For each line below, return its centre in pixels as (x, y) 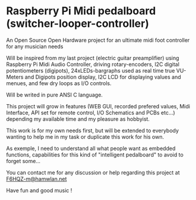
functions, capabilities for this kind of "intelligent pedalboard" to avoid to (95, 154)
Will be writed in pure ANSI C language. (54, 95)
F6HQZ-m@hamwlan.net (37, 179)
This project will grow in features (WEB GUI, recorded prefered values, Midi (98, 106)
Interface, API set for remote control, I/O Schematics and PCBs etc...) (91, 112)
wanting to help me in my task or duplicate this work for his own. (85, 137)
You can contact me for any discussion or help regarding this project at (93, 172)
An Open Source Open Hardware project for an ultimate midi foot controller (98, 40)
